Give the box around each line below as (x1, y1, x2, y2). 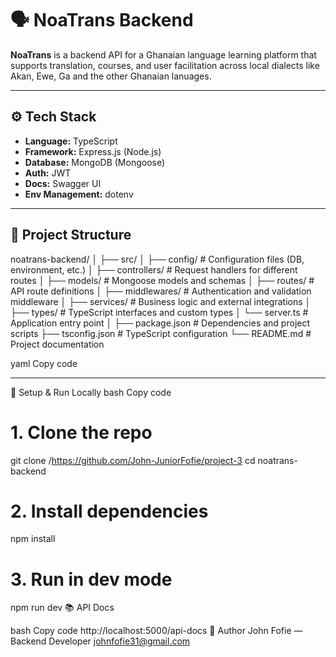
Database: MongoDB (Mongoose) (24, 156, 166, 168)
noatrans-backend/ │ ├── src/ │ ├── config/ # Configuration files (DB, (10, 253, 305, 265)
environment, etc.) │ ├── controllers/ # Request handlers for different (10, 263, 298, 276)
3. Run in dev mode (10, 568, 173, 591)
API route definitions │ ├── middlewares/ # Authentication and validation (10, 285, 312, 297)
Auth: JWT (24, 167, 72, 179)
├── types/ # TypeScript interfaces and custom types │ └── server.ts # (10, 306, 309, 318)
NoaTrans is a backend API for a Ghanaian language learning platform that (10, 48, 317, 61)
